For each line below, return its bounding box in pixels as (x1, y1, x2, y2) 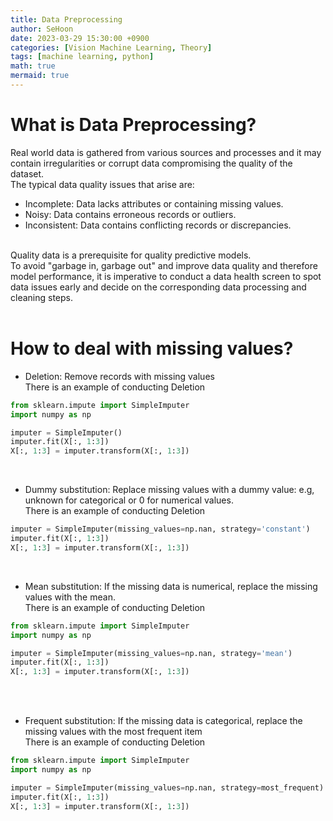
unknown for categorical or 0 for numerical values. (24, 494, 234, 506)
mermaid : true (10, 71, 70, 81)
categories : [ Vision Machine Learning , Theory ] (10, 42, 213, 53)
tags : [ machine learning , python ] (10, 52, 155, 62)
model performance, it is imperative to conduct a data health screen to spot (10, 270, 322, 282)
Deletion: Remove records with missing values (24, 370, 215, 382)
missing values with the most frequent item (24, 726, 203, 738)
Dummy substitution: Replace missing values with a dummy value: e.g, (24, 484, 315, 496)
